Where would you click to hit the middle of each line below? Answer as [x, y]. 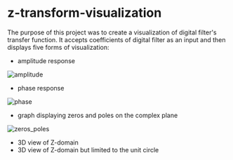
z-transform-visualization [85, 13]
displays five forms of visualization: [59, 47]
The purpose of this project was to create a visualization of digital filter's [112, 32]
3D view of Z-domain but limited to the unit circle [88, 149]
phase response [41, 88]
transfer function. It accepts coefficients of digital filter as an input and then [116, 39]
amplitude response [46, 60]
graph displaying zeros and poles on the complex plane [98, 115]
